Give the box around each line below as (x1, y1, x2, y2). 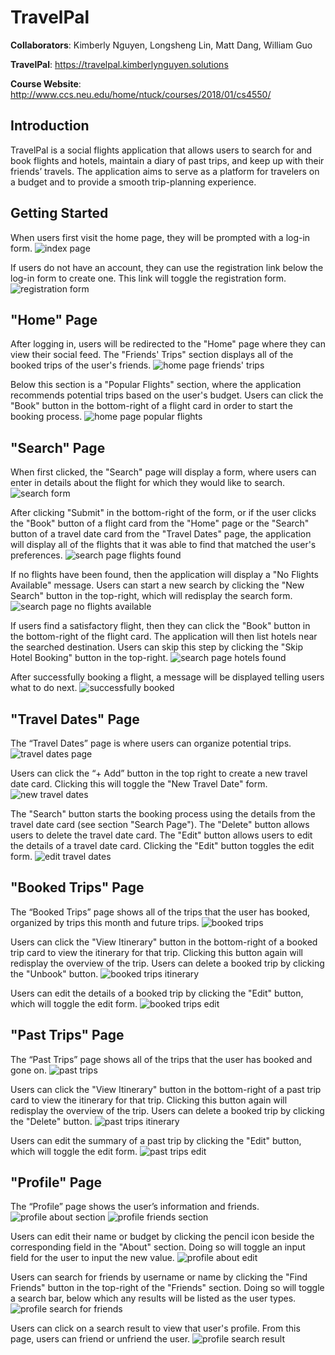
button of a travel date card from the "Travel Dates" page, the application (10, 528, 312, 540)
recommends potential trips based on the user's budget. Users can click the (10, 389, 324, 401)
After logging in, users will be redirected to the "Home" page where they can (10, 338, 326, 350)
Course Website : (10, 77, 82, 90)
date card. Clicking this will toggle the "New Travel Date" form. (10, 778, 268, 790)
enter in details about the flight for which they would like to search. (10, 477, 286, 489)
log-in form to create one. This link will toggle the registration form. (10, 272, 287, 284)
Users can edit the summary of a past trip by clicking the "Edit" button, (10, 1134, 302, 1146)
